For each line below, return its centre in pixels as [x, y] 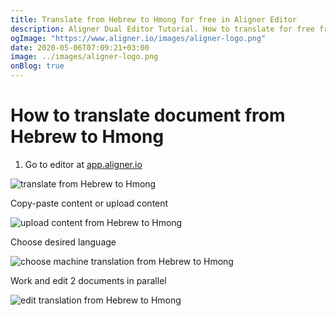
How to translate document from [148, 115]
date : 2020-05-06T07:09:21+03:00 [80, 47]
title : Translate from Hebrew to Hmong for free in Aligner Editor [154, 19]
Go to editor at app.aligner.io [83, 164]
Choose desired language [63, 242]
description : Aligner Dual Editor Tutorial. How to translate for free [162, 29]
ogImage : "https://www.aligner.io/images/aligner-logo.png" [138, 38]
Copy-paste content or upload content [89, 203]
